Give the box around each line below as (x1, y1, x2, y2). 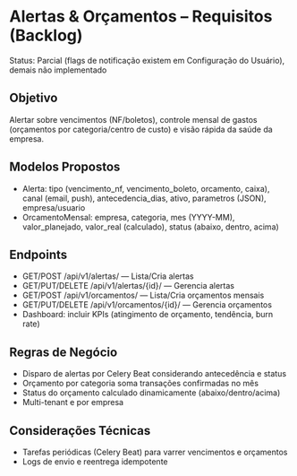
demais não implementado (9, 65, 107, 75)
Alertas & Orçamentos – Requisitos (9, 6, 273, 27)
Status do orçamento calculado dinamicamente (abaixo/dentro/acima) (21, 387, 281, 398)
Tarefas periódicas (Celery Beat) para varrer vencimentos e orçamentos (21, 446, 288, 457)
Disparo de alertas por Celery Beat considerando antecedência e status (21, 368, 287, 379)
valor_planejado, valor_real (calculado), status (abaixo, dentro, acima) (21, 221, 279, 232)
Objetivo (9, 91, 58, 106)
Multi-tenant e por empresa (21, 397, 123, 408)
